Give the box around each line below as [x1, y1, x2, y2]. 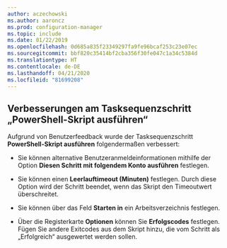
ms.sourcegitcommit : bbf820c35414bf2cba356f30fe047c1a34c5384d [7, 50, 198, 57]
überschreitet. [17, 190, 59, 198]
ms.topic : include [7, 30, 62, 38]
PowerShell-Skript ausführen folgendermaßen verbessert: [7, 140, 180, 149]
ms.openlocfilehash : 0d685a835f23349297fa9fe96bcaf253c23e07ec [7, 43, 198, 50]
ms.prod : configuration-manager [7, 23, 103, 30]
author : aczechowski [7, 10, 69, 18]
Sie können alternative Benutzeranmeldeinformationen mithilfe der [17, 154, 211, 162]
